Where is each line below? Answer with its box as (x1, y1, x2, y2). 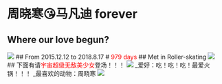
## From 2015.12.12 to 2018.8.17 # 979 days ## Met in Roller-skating (15, 53, 207, 61)
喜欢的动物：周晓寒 (41, 70, 96, 77)
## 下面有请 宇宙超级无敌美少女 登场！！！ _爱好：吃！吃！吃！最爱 (7, 61, 204, 69)
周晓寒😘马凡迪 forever (7, 6, 137, 22)
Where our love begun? (7, 33, 110, 45)
